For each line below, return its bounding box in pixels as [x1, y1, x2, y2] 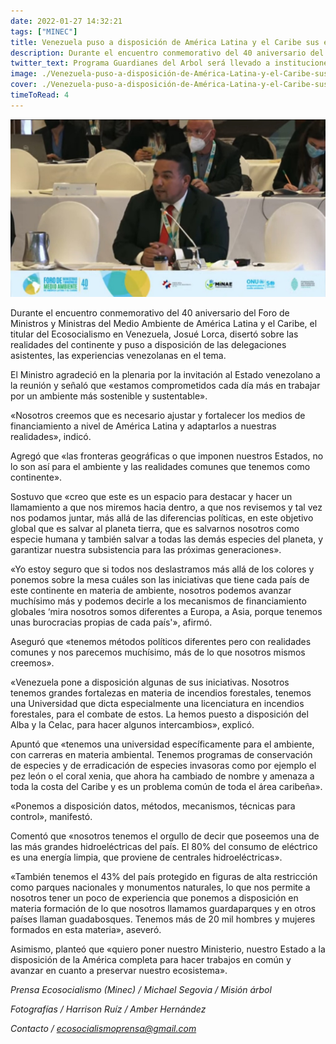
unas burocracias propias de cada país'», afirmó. [10, 616, 213, 629]
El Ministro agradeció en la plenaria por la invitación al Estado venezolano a [10, 369, 321, 381]
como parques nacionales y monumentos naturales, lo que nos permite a [10, 881, 311, 894]
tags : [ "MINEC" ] [10, 26, 78, 37]
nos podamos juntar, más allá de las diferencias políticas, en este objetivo [10, 512, 314, 524]
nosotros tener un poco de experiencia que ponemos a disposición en [10, 892, 299, 904]
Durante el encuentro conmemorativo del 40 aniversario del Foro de [10, 307, 290, 319]
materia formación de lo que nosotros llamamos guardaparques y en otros [10, 903, 317, 915]
